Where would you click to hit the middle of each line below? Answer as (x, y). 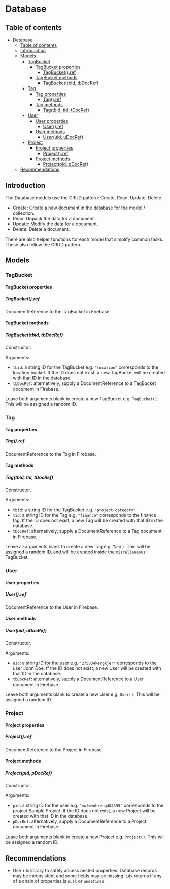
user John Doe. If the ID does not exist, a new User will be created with (87, 668)
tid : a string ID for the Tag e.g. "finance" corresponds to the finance (84, 515)
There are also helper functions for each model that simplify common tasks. (84, 239)
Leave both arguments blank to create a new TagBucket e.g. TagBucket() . (82, 399)
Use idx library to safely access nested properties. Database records (85, 871)
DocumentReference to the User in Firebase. (52, 607)
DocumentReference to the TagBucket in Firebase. (58, 311)
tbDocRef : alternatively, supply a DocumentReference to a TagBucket (84, 383)
